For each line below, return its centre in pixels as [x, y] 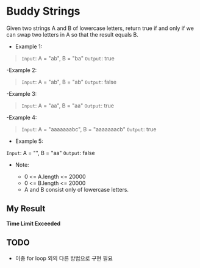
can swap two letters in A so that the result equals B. [72, 34]
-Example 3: [22, 93]
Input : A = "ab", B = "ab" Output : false [69, 82]
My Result [26, 209]
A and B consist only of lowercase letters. [77, 189]
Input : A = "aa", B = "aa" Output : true [68, 106]
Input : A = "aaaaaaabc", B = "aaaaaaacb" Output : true [89, 129]
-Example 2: [22, 70]
